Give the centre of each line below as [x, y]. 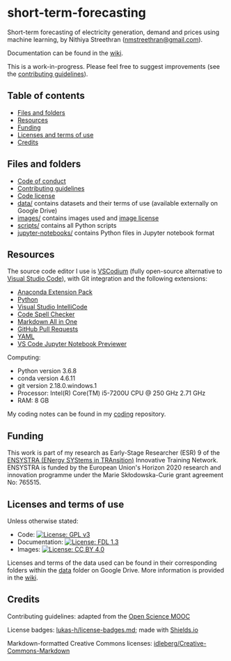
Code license [36, 196]
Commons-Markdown [39, 651]
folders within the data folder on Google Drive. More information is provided [116, 570]
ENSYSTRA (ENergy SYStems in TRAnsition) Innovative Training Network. [113, 460]
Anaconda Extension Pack [55, 292]
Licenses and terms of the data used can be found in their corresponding [112, 563]
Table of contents [46, 96]
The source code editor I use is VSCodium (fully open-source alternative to [115, 271]
